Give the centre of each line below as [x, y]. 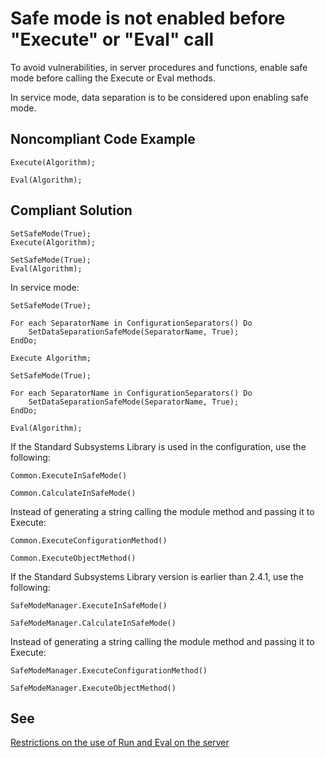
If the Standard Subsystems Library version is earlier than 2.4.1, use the [157, 576]
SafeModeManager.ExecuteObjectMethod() [93, 688]
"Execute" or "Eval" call [112, 39]
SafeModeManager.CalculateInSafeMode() [93, 623]
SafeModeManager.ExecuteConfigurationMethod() [109, 670]
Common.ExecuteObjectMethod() [73, 558]
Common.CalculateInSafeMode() [73, 493]
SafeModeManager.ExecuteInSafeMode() [89, 605]
